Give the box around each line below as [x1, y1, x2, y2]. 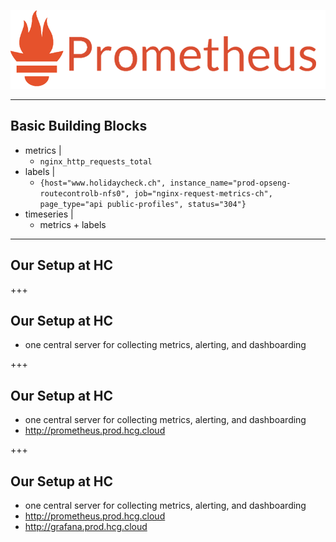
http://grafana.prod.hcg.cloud [24, 521, 148, 533]
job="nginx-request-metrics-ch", [133, 188, 273, 199]
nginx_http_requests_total [39, 156, 153, 167]
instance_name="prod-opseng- [169, 178, 292, 188]
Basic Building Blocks [10, 118, 148, 135]
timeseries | [24, 208, 74, 220]
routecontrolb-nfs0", [39, 188, 130, 199]
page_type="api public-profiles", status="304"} [39, 199, 247, 209]
